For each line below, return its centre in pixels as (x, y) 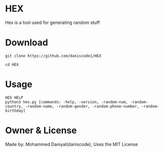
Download (27, 43)
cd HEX (12, 65)
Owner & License (41, 131)
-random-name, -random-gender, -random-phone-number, (82, 106)
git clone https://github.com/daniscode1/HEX (53, 56)
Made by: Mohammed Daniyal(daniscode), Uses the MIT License (72, 144)
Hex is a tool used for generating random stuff (53, 22)
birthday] (15, 111)
